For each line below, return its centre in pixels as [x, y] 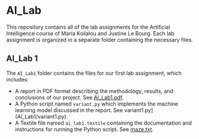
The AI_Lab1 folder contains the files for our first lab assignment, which [94, 73]
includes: [17, 79]
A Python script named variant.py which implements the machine [97, 104]
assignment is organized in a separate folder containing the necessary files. [100, 40]
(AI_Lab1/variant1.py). [41, 116]
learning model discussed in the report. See [69, 110]
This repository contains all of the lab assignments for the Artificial [88, 27]
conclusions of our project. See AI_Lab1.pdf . [69, 97]
